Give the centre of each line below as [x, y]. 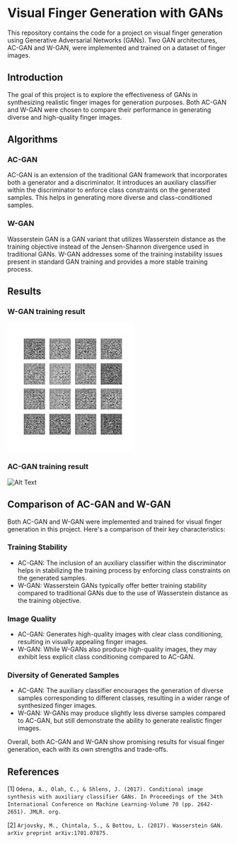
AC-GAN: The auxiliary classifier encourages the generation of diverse [121, 691]
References [33, 771]
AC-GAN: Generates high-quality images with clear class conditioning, [120, 634]
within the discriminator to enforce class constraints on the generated [109, 190]
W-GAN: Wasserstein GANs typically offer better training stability [112, 585]
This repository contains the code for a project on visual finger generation [115, 33]
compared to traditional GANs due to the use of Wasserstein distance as [123, 592]
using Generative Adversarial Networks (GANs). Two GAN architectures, [112, 40]
